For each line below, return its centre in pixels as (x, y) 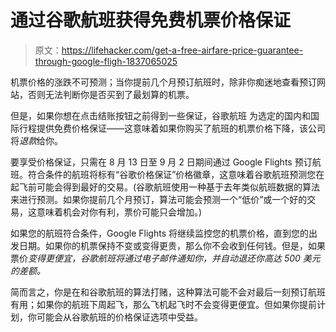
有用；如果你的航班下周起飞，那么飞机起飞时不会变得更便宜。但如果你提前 (163, 304)
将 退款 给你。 (36, 140)
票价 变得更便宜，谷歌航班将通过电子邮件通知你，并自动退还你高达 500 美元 (165, 258)
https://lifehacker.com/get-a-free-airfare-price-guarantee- (182, 50)
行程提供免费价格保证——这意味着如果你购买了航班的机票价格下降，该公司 (172, 128)
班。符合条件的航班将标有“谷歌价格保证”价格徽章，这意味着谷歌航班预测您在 (167, 174)
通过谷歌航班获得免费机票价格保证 (151, 20)
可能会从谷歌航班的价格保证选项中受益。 (119, 317)
